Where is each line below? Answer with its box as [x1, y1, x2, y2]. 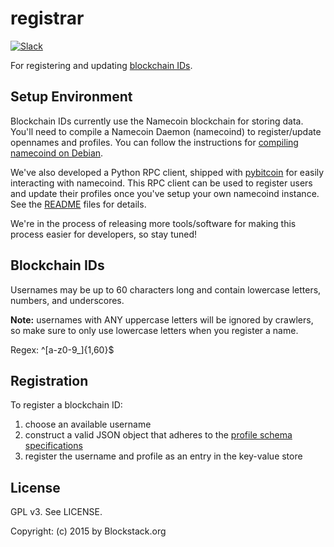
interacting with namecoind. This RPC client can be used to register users [10, 177, 313, 189]
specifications [24, 440, 83, 452]
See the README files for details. [10, 198, 147, 210]
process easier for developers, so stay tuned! [10, 228, 198, 240]
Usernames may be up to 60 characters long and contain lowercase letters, [10, 283, 322, 296]
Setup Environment [10, 88, 133, 106]
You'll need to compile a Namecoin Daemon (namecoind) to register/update [10, 125, 322, 137]
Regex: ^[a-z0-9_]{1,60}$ [10, 343, 115, 356]
